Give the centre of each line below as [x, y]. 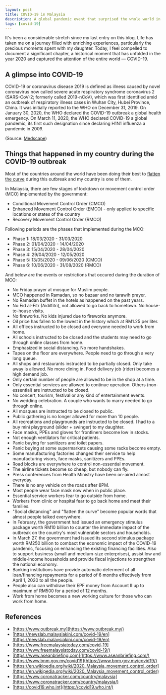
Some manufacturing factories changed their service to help [74, 453]
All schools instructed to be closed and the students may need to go [82, 337]
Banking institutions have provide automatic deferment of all [74, 569]
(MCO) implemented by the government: [46, 194]
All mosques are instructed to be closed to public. [63, 411]
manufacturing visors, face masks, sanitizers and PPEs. [69, 458]
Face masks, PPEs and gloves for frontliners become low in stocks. [81, 432]
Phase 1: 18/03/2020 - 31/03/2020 [47, 239]
